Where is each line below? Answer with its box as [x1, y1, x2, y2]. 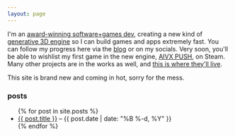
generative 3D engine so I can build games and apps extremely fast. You [7, 37, 219, 46]
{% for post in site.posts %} [17, 106, 99, 115]
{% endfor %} [17, 121, 59, 130]
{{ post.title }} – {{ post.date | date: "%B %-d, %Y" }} [17, 114, 172, 123]
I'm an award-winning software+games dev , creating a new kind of [7, 30, 203, 38]
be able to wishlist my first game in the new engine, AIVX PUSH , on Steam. [7, 52, 225, 61]
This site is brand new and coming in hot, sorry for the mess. [7, 73, 185, 82]
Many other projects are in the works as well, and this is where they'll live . [7, 59, 223, 68]
